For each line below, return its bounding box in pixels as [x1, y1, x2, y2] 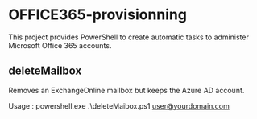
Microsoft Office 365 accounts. [8, 40, 112, 50]
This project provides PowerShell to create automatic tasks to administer [8, 32, 250, 42]
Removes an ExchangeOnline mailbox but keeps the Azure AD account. [8, 85, 245, 95]
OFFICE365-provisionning [8, 6, 188, 24]
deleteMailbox [8, 64, 82, 78]
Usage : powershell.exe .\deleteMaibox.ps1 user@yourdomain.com [8, 101, 230, 110]
